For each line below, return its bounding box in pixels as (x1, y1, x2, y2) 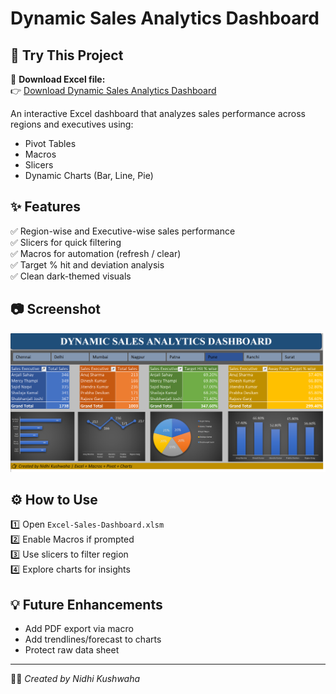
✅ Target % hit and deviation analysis (10, 258, 165, 271)
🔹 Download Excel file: (10, 73, 106, 85)
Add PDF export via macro (24, 623, 134, 635)
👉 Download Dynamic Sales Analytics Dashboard (10, 85, 217, 96)
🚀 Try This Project (10, 47, 124, 64)
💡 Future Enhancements (10, 596, 163, 613)
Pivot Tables (24, 138, 77, 149)
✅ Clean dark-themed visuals (10, 270, 132, 282)
